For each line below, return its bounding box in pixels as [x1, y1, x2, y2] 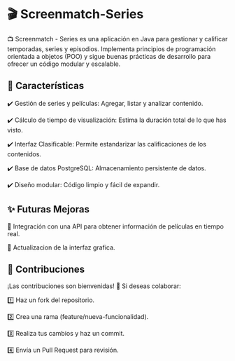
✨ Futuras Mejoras [7, 203, 90, 215]
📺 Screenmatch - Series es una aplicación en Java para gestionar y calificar [7, 34, 228, 43]
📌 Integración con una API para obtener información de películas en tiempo [7, 222, 224, 231]
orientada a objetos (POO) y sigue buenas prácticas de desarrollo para [7, 52, 211, 60]
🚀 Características [7, 80, 85, 92]
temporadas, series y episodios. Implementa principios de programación [7, 44, 216, 53]
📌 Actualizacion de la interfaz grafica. [7, 243, 115, 252]
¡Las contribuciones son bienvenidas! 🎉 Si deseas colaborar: [7, 282, 182, 290]
